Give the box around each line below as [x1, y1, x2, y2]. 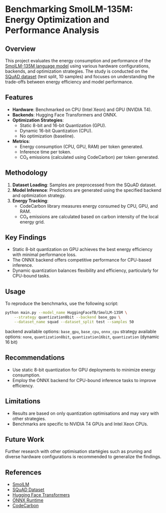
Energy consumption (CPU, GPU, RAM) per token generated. [19, 143, 144, 149]
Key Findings [5, 233, 47, 242]
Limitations [5, 397, 41, 405]
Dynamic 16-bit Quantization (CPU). [19, 128, 93, 133]
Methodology [5, 168, 48, 177]
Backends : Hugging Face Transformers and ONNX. [12, 112, 117, 118]
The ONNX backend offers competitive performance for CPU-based [12, 257, 152, 263]
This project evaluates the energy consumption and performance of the [5, 58, 151, 63]
